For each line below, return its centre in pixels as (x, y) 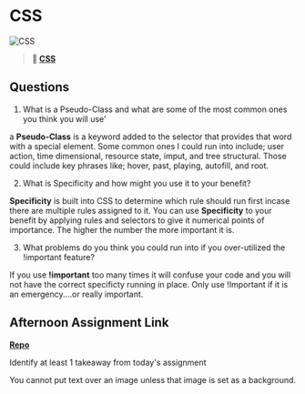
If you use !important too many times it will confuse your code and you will (150, 275)
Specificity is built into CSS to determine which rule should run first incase (150, 200)
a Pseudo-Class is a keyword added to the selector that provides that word (151, 136)
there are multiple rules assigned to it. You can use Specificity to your (141, 210)
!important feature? (59, 257)
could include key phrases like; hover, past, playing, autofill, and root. (139, 166)
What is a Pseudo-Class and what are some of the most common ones (155, 109)
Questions (40, 87)
